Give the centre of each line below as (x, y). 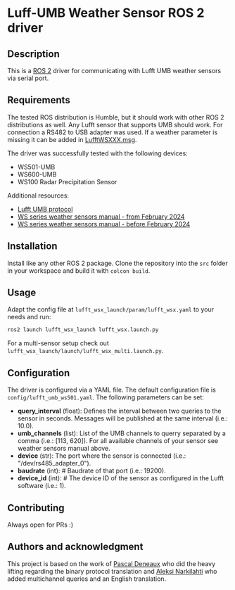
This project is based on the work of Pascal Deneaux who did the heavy (112, 563)
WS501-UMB (36, 167)
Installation (32, 246)
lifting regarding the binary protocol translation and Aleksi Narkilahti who (112, 571)
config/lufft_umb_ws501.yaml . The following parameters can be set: (106, 397)
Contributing (36, 508)
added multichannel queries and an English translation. (87, 579)
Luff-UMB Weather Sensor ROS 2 (106, 13)
